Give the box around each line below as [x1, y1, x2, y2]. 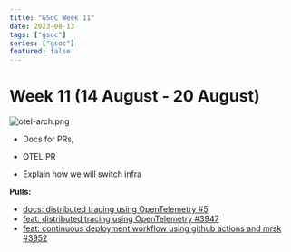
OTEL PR [22, 151, 56, 162]
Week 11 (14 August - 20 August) [9, 86, 260, 107]
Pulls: [9, 187, 32, 198]
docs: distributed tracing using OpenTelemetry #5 [22, 204, 209, 215]
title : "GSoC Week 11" [9, 13, 95, 23]
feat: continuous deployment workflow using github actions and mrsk [22, 223, 282, 234]
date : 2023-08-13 [9, 22, 75, 31]
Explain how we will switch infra [22, 169, 142, 179]
